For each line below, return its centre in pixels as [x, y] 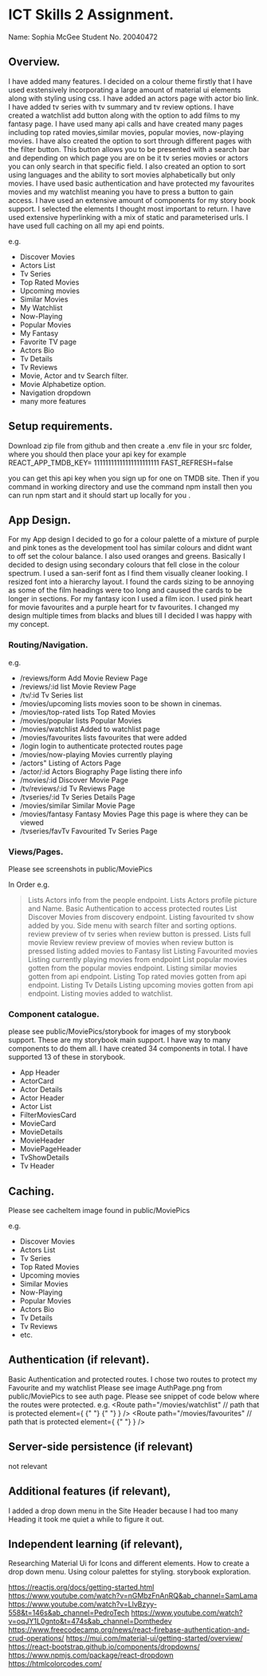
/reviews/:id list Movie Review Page [78, 686]
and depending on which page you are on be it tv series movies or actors [128, 158]
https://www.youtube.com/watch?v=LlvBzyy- [83, 1604]
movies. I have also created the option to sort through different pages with [130, 141]
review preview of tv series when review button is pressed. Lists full [139, 934]
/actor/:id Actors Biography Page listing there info [101, 771]
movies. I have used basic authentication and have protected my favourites [132, 183]
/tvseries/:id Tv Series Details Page [77, 796]
